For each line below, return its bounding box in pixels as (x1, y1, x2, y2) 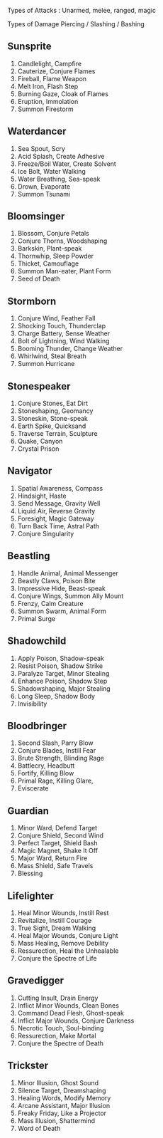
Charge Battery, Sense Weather (17, 329, 111, 338)
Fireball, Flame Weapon (17, 74, 87, 83)
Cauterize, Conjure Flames (17, 67, 96, 75)
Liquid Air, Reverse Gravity (17, 506, 96, 515)
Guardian (7, 805, 50, 817)
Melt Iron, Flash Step (17, 82, 79, 90)
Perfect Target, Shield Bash (17, 839, 98, 847)
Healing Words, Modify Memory (17, 1093, 111, 1102)
